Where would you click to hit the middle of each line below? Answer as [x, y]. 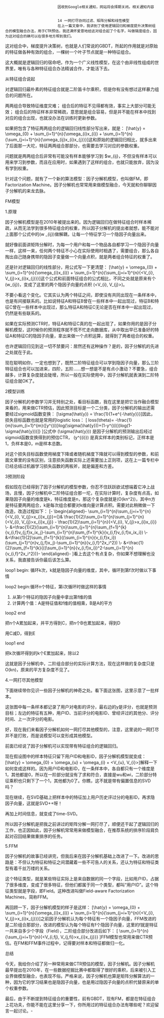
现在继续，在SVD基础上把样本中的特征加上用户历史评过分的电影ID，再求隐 [80, 797]
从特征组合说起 [20, 79]
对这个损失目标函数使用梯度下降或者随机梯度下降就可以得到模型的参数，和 [80, 454]
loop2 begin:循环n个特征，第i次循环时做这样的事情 [56, 587]
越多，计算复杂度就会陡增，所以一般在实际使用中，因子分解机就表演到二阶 [80, 375]
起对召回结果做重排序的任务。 [35, 836]
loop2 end [15, 613]
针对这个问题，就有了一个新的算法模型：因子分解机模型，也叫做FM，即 [77, 179]
